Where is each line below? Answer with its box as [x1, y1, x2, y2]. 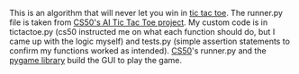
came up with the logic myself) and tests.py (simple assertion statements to [9, 36, 291, 46]
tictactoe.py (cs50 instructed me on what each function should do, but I [9, 27, 276, 37]
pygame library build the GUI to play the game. [9, 55, 183, 65]
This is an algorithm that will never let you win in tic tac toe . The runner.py [9, 8, 284, 18]
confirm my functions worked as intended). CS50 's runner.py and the [9, 45, 267, 56]
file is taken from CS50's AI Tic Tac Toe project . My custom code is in [9, 17, 268, 28]
